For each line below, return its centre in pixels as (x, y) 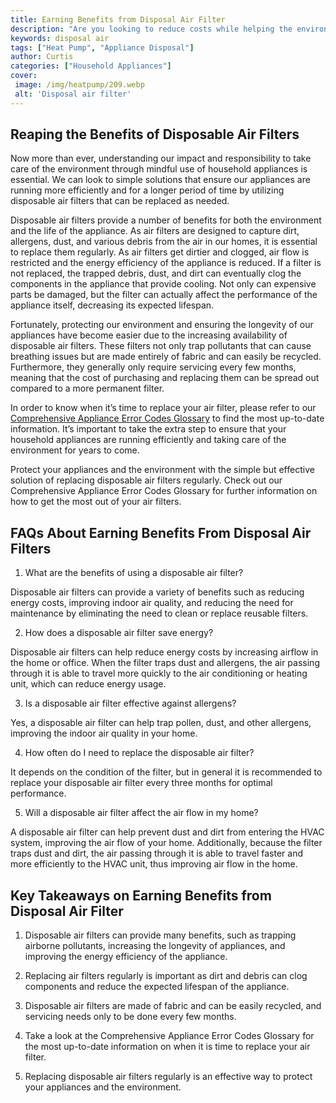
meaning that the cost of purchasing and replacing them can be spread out (165, 378)
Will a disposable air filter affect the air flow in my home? (141, 813)
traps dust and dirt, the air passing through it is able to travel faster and (156, 853)
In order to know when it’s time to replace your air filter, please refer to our (163, 408)
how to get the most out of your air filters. (96, 502)
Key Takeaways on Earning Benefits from (141, 895)
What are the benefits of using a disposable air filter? (134, 573)
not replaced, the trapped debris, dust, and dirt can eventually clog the (156, 273)
